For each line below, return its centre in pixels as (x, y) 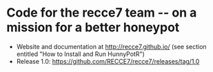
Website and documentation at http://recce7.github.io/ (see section (112, 46)
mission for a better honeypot (93, 27)
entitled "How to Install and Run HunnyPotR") (81, 54)
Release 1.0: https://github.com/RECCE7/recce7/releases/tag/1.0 (108, 61)
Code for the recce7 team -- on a (102, 13)
